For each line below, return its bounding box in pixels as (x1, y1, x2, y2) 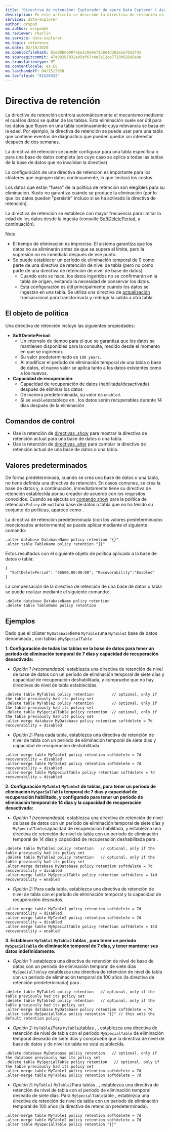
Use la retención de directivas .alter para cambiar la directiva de (12, 441, 146, 447)
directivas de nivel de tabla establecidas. (12, 682, 98, 689)
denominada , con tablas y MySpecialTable (5, 636, 92, 642)
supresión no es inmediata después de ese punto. (12, 251, 117, 257)
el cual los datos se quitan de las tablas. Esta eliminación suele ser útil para (5, 117, 162, 123)
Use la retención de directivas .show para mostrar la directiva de (12, 430, 148, 436)
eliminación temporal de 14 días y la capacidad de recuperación (5, 799, 142, 805)
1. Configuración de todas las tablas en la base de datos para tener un (5, 645, 154, 652)
